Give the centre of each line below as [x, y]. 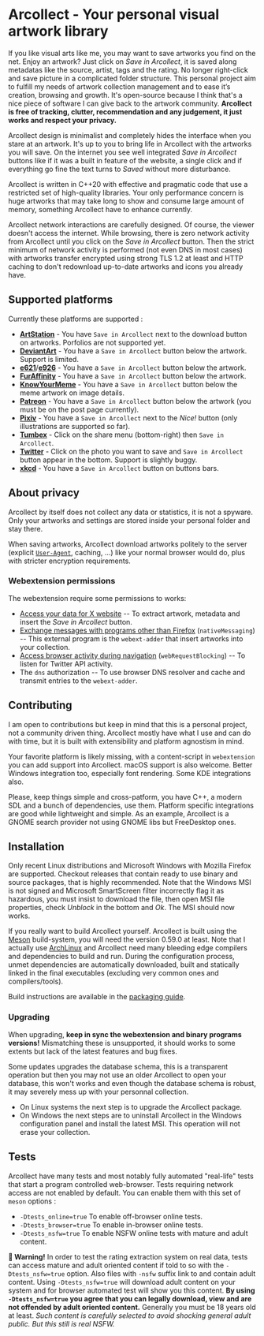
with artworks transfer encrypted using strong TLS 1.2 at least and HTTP [126, 258]
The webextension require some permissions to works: [97, 598]
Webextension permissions [62, 581]
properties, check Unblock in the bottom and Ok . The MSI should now [121, 908]
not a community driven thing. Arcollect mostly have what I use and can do [130, 733]
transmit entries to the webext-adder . [78, 681]
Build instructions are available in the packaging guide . [97, 997]
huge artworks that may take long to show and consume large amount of [126, 201]
